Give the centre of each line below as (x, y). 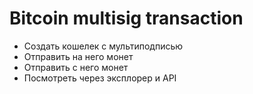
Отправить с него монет (76, 67)
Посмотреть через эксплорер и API (100, 78)
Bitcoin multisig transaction (126, 18)
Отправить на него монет (78, 56)
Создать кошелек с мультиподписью (103, 46)
